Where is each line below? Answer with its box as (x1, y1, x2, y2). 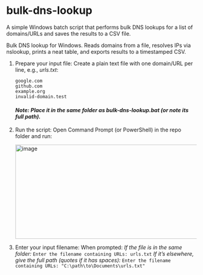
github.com (14, 83, 43, 89)
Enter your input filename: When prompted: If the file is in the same (14, 244, 182, 251)
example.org (14, 88, 45, 94)
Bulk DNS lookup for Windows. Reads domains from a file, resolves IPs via (6, 42, 192, 49)
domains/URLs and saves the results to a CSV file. (6, 30, 131, 37)
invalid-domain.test (14, 93, 67, 100)
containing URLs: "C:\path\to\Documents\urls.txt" (14, 263, 146, 269)
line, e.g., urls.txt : (14, 66, 59, 73)
